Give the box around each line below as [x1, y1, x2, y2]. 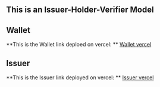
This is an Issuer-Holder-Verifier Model [6, 5, 154, 15]
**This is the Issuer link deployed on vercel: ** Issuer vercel [6, 74, 154, 81]
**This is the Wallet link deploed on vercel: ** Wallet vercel [6, 41, 152, 48]
